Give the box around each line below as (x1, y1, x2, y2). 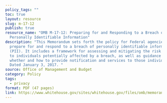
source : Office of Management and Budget (5, 67, 92, 72)
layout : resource (5, 16, 41, 21)
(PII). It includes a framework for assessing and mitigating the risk (9, 49, 162, 53)
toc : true (5, 12, 26, 17)
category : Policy (5, 72, 41, 77)
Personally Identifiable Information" (9, 35, 90, 40)
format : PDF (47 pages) (5, 85, 55, 91)
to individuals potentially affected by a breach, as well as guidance (9, 53, 162, 58)
